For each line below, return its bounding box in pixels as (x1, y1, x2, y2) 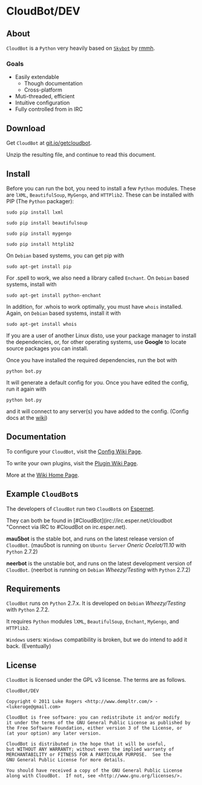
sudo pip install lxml (6, 209, 64, 215)
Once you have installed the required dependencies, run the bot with (6, 356, 177, 363)
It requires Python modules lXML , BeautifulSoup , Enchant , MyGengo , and (6, 618, 180, 625)
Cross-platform (24, 86, 62, 93)
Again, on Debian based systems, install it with (6, 309, 121, 317)
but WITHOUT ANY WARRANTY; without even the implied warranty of (6, 746, 174, 753)
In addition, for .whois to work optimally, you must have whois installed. (6, 303, 183, 310)
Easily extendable (15, 73, 59, 81)
